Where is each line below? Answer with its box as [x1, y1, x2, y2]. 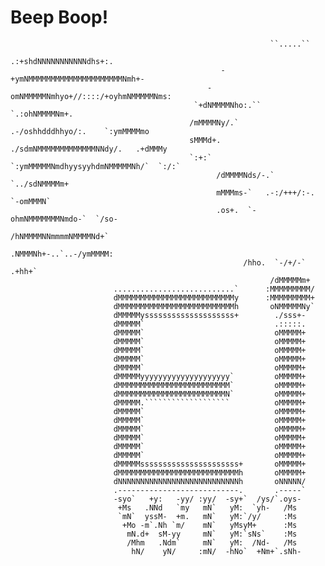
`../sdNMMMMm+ [10, 179, 70, 189]
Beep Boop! [10, 6, 109, 29]
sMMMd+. [189, 135, 222, 145]
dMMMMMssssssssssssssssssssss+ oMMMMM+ [113, 459, 307, 469]
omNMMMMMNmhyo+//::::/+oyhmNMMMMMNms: [10, 91, 172, 101]
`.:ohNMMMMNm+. [10, 109, 74, 119]
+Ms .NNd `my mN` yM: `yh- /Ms [117, 502, 298, 513]
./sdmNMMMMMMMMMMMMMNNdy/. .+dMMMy [10, 144, 168, 154]
